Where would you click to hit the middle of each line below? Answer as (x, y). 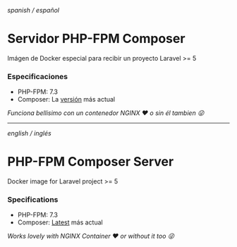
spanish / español (34, 10)
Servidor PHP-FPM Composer (96, 39)
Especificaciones (38, 76)
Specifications (33, 200)
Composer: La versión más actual (66, 100)
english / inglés (29, 133)
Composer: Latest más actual (60, 222)
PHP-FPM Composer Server (91, 162)
